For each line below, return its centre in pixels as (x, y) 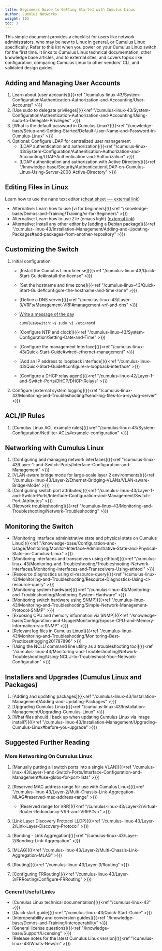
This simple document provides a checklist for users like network (70, 37)
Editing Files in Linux (37, 187)
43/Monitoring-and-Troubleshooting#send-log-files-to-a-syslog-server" (84, 395)
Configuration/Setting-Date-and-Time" (58, 337)
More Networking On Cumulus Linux (49, 756)
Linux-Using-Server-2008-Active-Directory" (63, 172)
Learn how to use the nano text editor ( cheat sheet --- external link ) (73, 199)
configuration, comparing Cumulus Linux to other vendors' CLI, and (72, 63)
